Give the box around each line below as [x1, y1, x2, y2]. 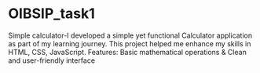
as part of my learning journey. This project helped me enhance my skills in [8, 38, 251, 48]
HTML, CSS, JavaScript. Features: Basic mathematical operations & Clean [8, 47, 247, 57]
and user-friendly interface [8, 56, 96, 65]
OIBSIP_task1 [8, 5, 96, 23]
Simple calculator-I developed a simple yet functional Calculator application [8, 31, 253, 40]
